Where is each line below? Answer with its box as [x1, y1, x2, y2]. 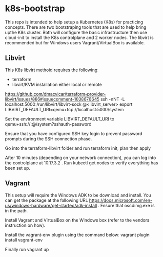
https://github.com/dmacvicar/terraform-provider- [5, 91, 106, 97]
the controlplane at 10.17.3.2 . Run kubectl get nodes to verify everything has [5, 159, 159, 166]
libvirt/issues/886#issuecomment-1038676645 [5, 96, 100, 102]
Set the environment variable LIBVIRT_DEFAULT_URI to [5, 116, 115, 122]
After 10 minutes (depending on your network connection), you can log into [5, 155, 156, 160]
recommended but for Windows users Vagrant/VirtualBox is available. [5, 40, 145, 45]
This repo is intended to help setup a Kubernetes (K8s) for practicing [5, 19, 143, 25]
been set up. [5, 165, 31, 171]
